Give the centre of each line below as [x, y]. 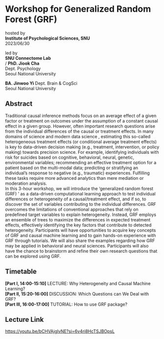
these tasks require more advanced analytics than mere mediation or [74, 178]
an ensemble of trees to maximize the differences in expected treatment [78, 219]
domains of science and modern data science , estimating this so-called [78, 136]
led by [12, 53]
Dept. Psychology [23, 68]
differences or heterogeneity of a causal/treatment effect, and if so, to [76, 199]
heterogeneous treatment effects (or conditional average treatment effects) [81, 142]
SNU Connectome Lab [28, 58]
